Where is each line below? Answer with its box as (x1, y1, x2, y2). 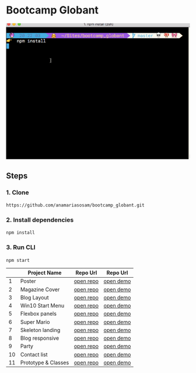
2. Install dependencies (6, 216, 74, 224)
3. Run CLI (6, 243, 36, 251)
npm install (6, 230, 35, 236)
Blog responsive (20, 334, 60, 342)
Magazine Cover (20, 286, 60, 293)
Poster (20, 278, 36, 285)
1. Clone (6, 188, 29, 196)
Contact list (20, 351, 48, 358)
